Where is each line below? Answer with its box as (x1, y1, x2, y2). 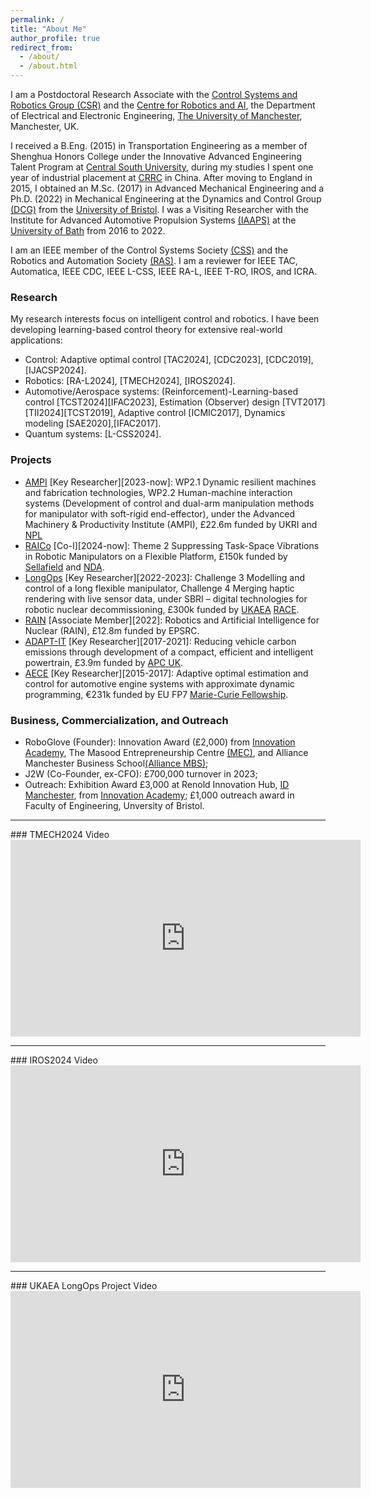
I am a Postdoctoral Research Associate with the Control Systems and (10, 89, 298, 100)
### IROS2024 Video (10, 1054, 98, 1066)
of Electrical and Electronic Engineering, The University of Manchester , (10, 110, 303, 121)
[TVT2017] (281, 396, 326, 408)
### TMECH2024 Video (10, 828, 110, 840)
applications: (10, 334, 63, 346)
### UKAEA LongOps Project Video (10, 1279, 158, 1291)
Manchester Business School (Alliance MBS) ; (24, 757, 209, 769)
